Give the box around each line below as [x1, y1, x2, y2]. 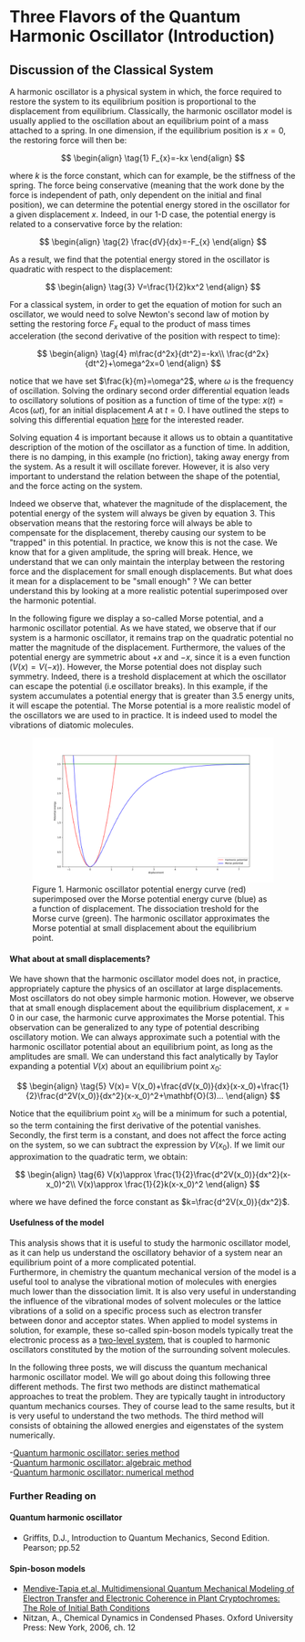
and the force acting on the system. [9, 480, 143, 491]
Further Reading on [9, 1490, 97, 1502]
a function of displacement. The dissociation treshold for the [32, 904, 259, 915]
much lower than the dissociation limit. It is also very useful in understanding [9, 1285, 297, 1297]
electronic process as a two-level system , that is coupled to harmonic [9, 1334, 270, 1345]
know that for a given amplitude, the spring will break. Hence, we [9, 546, 253, 558]
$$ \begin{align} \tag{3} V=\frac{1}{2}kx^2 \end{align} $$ [45, 281, 261, 292]
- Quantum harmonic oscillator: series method [9, 1447, 180, 1458]
